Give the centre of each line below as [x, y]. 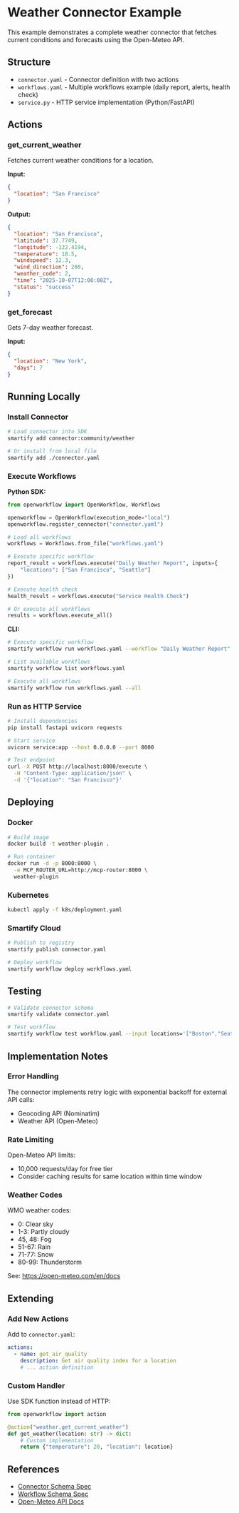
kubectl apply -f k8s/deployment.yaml [65, 910]
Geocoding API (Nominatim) [59, 1113]
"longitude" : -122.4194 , [51, 247]
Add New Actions [38, 1319]
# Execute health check [43, 589]
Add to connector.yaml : [41, 1335]
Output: [19, 214]
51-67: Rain [34, 1247]
